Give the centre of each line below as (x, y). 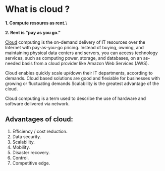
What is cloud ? (38, 9)
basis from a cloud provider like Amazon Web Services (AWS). (85, 63)
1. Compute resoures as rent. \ (36, 23)
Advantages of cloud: (39, 120)
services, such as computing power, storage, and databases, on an (74, 58)
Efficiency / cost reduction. (40, 131)
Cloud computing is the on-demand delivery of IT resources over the (75, 42)
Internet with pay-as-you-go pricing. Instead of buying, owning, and (74, 47)
